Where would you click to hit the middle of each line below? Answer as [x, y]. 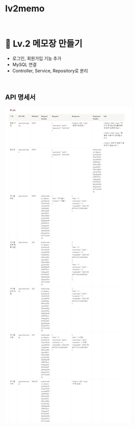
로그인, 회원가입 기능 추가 [37, 58]
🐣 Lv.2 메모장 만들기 [44, 44]
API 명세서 [21, 97]
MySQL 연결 [24, 64]
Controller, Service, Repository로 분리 [50, 71]
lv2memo [25, 9]
